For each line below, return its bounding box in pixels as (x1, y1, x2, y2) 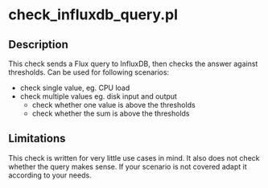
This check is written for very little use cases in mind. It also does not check (8, 153, 260, 162)
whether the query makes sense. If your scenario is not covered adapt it (8, 161, 247, 171)
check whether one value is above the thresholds (31, 100, 196, 109)
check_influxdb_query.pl (8, 6, 179, 24)
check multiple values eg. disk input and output (19, 92, 177, 101)
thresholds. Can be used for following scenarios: (8, 67, 170, 77)
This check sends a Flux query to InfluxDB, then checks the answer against (8, 59, 258, 68)
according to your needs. (8, 170, 92, 180)
